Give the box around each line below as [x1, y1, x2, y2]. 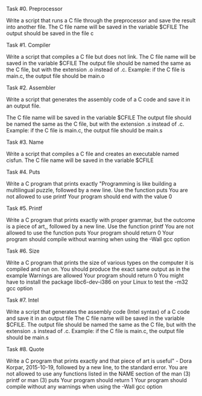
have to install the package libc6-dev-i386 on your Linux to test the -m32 [6, 278, 189, 285]
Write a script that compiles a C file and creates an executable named [6, 151, 179, 157]
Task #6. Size [6, 247, 40, 255]
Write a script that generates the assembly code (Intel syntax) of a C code [6, 308, 190, 315]
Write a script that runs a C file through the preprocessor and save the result [6, 17, 196, 24]
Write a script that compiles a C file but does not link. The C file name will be [6, 53, 196, 60]
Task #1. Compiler [6, 42, 51, 48]
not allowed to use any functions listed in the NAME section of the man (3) [6, 370, 191, 377]
